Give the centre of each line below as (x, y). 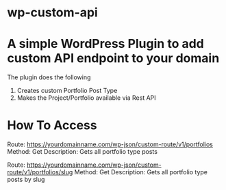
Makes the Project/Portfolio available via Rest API (86, 98)
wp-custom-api (52, 13)
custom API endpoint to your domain (113, 58)
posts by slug (26, 180)
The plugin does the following (49, 77)
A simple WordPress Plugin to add (105, 44)
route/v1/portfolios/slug (40, 172)
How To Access (52, 125)
